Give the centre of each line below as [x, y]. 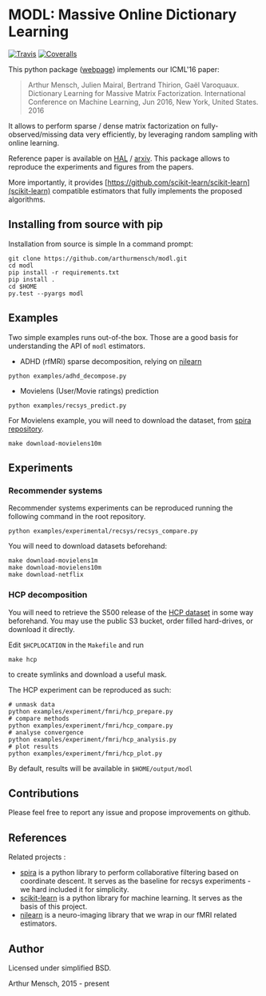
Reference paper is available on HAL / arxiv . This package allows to [119, 158]
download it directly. [42, 629]
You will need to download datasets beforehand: [88, 546]
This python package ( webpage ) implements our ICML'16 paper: [114, 69]
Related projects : [37, 857]
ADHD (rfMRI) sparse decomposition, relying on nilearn [111, 361]
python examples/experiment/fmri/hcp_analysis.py [93, 739]
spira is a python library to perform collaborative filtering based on [129, 873]
